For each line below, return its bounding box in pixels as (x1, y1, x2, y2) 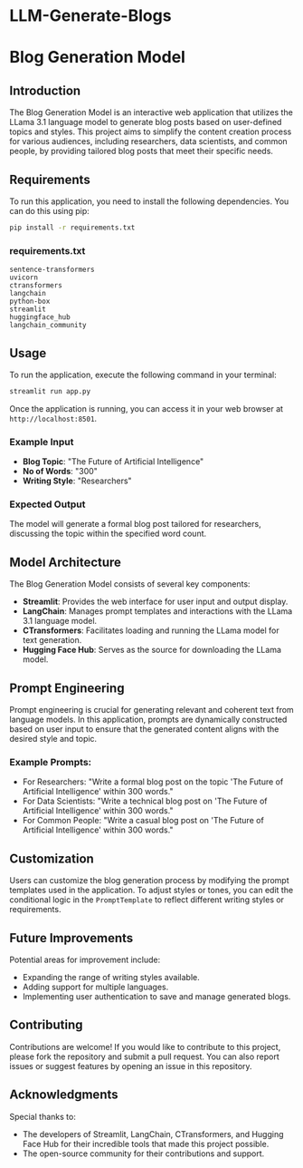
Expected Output (9, 498, 86, 511)
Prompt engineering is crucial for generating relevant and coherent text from (9, 705, 294, 715)
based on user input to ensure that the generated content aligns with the (9, 724, 279, 735)
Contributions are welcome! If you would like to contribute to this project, (9, 1041, 281, 1052)
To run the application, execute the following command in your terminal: (9, 369, 278, 380)
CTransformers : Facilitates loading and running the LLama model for (22, 625, 279, 636)
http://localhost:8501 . (9, 413, 98, 423)
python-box (9, 297, 51, 307)
